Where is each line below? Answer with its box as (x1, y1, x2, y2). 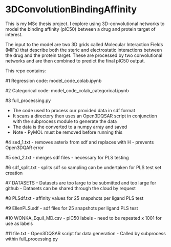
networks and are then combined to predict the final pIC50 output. (5, 57, 145, 64)
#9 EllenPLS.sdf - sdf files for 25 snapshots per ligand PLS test (5, 205, 138, 211)
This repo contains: (5, 68, 46, 74)
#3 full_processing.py (5, 97, 51, 104)
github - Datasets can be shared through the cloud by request (5, 185, 136, 191)
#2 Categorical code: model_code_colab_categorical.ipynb (5, 87, 129, 93)
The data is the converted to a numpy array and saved (12, 123, 127, 130)
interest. (5, 31, 23, 37)
